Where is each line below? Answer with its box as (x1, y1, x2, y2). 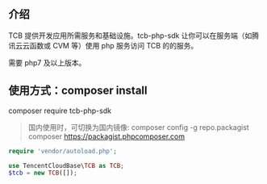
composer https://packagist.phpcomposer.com (27, 132, 186, 141)
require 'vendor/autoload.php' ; (8, 147, 117, 155)
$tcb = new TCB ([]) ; (8, 169, 78, 178)
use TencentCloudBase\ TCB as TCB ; (8, 161, 125, 169)
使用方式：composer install (8, 84, 148, 98)
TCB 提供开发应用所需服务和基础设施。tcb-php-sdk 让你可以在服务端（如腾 (8, 31, 260, 40)
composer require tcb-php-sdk (8, 106, 111, 115)
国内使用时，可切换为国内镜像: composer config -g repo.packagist (27, 122, 250, 132)
